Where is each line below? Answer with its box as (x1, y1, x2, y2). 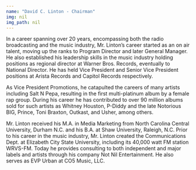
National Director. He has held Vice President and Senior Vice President (6, 67, 178, 74)
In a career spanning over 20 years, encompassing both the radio (6, 36, 164, 43)
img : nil (6, 14, 27, 20)
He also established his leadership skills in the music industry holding (6, 54, 174, 61)
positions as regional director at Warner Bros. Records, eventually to (6, 60, 171, 67)
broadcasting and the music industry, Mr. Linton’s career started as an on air (6, 41, 190, 48)
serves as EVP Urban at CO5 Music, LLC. (6, 157, 105, 164)
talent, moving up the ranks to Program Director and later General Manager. (6, 48, 188, 55)
